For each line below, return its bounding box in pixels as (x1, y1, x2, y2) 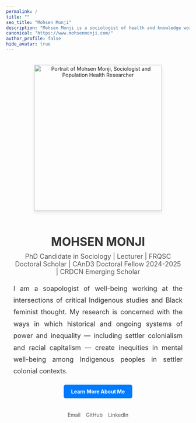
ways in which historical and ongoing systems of (13, 320, 183, 328)
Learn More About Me (71, 388, 125, 395)
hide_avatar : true (6, 41, 51, 47)
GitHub (85, 411, 103, 418)
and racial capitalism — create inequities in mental (13, 343, 183, 352)
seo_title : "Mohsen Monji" (6, 19, 72, 25)
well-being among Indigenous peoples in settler (13, 355, 183, 364)
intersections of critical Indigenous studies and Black (13, 296, 183, 304)
